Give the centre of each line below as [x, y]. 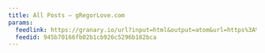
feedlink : [31, 30]
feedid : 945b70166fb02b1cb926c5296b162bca [86, 37]
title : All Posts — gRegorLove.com [67, 15]
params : [21, 23]
